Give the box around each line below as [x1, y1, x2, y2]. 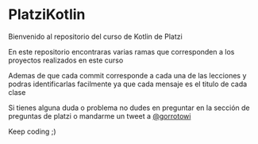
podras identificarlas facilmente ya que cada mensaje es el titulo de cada [8, 79, 248, 89]
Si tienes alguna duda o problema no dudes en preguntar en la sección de [8, 103, 250, 112]
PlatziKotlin [8, 6, 86, 24]
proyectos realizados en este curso [8, 55, 124, 65]
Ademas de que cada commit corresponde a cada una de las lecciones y [8, 70, 247, 80]
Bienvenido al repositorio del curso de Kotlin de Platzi [8, 32, 183, 41]
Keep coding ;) [8, 127, 57, 136]
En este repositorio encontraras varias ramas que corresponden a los [8, 47, 235, 56]
